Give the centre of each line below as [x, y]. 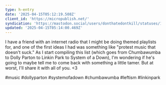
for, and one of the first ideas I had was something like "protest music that [80, 47]
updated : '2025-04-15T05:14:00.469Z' [44, 28]
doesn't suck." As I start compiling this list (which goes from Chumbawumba [83, 53]
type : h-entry [20, 10]
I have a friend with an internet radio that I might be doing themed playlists [81, 42]
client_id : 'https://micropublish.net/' [47, 19]
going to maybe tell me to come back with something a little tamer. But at [79, 63]
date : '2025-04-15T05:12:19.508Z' [41, 14]
